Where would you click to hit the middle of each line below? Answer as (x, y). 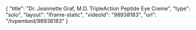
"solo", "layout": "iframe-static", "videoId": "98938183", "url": (81, 15)
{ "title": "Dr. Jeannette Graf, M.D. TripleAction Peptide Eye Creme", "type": (98, 9)
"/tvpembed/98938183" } (37, 21)
